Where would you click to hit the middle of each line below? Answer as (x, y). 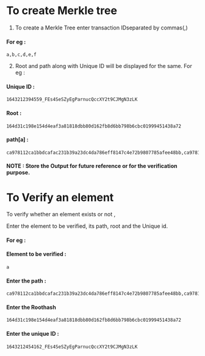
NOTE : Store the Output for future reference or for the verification (92, 166)
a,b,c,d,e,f (21, 55)
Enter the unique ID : (33, 334)
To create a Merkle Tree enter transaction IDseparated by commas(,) (101, 28)
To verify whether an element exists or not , (61, 214)
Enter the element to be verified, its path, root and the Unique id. (87, 226)
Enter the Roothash (31, 307)
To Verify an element (60, 197)
